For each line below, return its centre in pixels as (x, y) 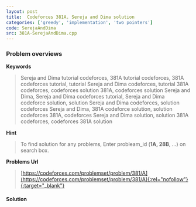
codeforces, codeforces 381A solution (66, 121)
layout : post (22, 11)
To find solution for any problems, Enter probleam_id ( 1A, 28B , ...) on (103, 144)
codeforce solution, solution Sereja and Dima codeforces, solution (100, 103)
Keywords (19, 67)
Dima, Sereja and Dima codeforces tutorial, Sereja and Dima (92, 97)
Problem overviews (34, 54)
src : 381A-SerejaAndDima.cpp (42, 33)
